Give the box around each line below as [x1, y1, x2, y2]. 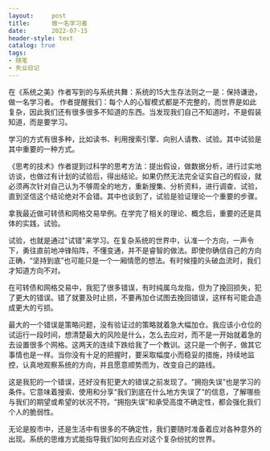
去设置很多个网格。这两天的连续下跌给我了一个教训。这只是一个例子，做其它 [8, 339, 262, 349]
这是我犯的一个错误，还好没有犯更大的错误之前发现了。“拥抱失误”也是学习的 [8, 376, 261, 386]
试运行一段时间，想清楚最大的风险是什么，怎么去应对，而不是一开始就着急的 [8, 330, 262, 339]
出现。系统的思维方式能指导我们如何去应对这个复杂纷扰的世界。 [8, 434, 219, 444]
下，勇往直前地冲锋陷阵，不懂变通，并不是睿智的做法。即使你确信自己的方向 [8, 246, 262, 255]
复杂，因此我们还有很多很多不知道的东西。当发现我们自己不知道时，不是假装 [8, 107, 262, 116]
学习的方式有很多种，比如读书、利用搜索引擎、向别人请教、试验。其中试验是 [8, 134, 262, 144]
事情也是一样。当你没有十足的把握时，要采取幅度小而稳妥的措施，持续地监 [8, 350, 255, 360]
